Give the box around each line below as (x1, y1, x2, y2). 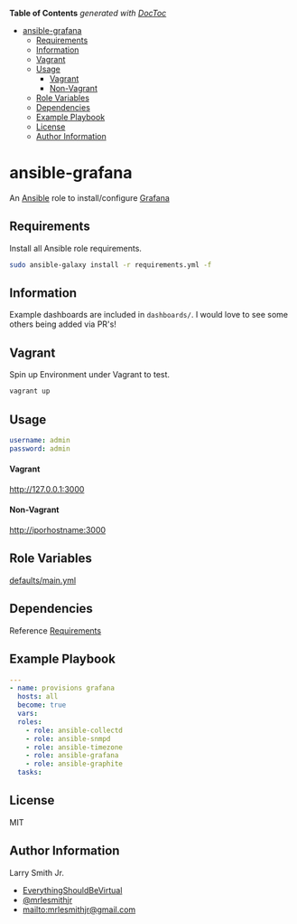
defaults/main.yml (9, 575, 77, 586)
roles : (17, 717, 42, 727)
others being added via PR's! (9, 319, 117, 329)
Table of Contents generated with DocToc (9, 8, 167, 18)
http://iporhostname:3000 (9, 525, 107, 536)
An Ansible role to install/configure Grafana (9, 192, 170, 203)
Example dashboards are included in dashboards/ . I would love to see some (9, 310, 289, 320)
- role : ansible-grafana (25, 751, 119, 760)
